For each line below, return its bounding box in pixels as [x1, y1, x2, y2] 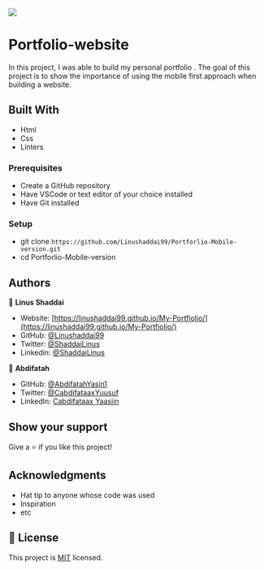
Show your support [8, 420, 108, 434]
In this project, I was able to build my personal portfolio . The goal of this [8, 62, 250, 72]
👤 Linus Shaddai [8, 297, 65, 308]
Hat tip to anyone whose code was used [19, 490, 155, 499]
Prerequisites [8, 162, 63, 174]
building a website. [8, 80, 71, 89]
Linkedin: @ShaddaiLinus [19, 348, 106, 357]
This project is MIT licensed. [8, 552, 103, 562]
